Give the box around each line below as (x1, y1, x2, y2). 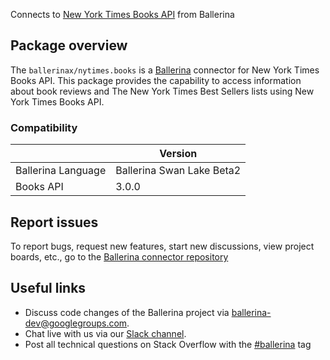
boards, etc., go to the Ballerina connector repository (10, 250, 229, 263)
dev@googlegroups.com (24, 317, 128, 329)
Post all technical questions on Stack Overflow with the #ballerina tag (24, 338, 312, 350)
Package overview (10, 37, 128, 54)
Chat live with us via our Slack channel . (24, 327, 187, 339)
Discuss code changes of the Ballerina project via (24, 306, 230, 318)
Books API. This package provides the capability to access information (10, 74, 302, 86)
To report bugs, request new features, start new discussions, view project (10, 240, 315, 252)
